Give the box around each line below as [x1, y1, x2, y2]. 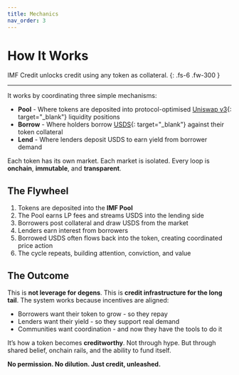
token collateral [17, 128, 63, 136]
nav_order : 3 [7, 17, 46, 24]
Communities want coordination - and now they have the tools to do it [17, 325, 223, 334]
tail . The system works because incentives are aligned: [7, 296, 169, 305]
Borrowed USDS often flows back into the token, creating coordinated [17, 234, 223, 242]
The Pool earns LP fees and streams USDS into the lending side [17, 211, 204, 220]
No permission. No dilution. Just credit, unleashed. [7, 360, 161, 369]
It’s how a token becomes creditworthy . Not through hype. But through [7, 339, 216, 347]
